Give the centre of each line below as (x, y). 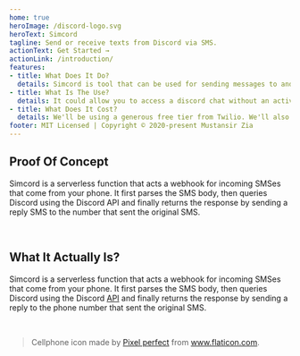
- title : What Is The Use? (59, 92)
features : (28, 68)
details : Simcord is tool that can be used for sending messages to (147, 84)
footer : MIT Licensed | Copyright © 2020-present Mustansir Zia (131, 126)
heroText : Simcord (43, 34)
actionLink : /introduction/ (62, 59)
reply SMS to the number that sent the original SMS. (105, 212)
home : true (29, 17)
